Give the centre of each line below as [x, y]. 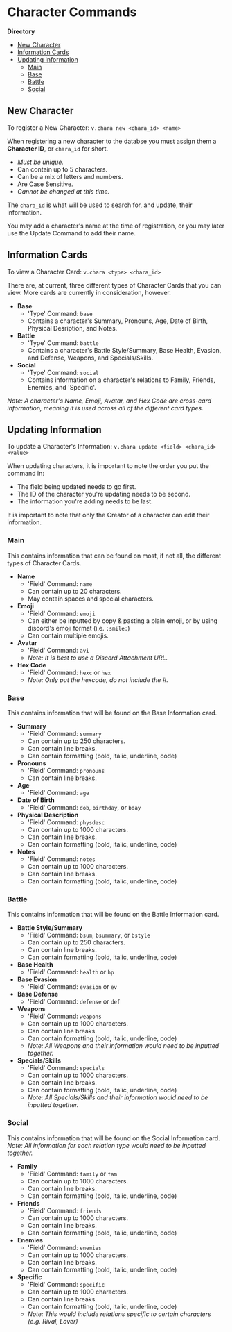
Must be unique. [41, 162]
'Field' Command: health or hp [71, 972]
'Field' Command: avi [59, 650]
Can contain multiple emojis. [68, 635]
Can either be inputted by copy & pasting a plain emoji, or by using [123, 621]
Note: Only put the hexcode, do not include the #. [98, 680]
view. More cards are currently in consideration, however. [89, 292]
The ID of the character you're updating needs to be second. [104, 494]
